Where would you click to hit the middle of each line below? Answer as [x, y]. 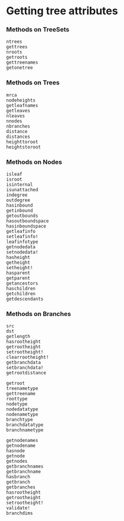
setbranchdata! [25, 368]
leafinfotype [22, 242]
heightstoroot [24, 147]
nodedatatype [22, 409]
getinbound [20, 211]
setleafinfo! [22, 237]
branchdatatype [25, 425]
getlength [18, 337]
